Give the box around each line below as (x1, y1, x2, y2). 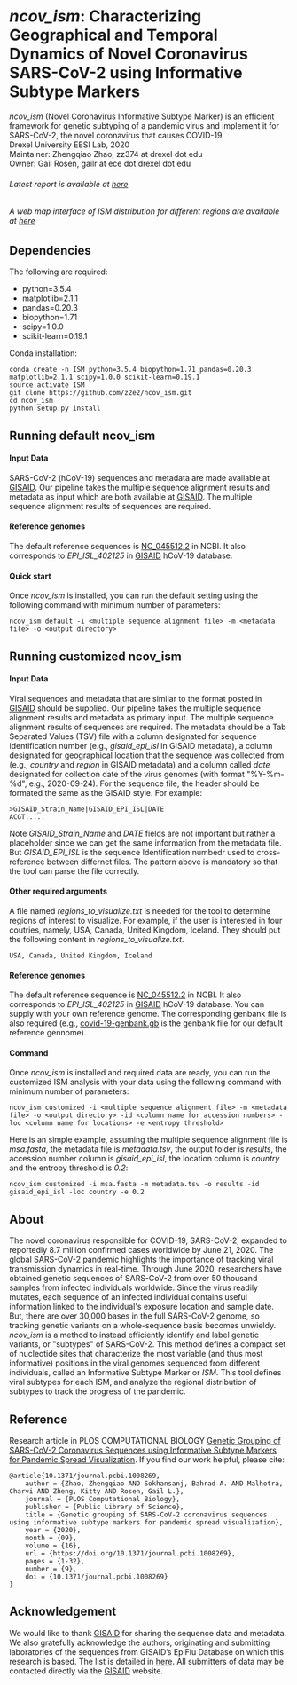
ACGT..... (9, 812, 46, 822)
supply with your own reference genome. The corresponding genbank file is (9, 1009, 287, 1020)
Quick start (9, 571, 51, 581)
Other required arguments (9, 886, 108, 897)
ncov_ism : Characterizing (9, 6, 202, 27)
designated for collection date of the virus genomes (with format (9, 768, 246, 779)
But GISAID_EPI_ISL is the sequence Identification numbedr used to (9, 846, 255, 857)
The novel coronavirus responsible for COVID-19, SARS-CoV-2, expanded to (9, 1235, 288, 1246)
